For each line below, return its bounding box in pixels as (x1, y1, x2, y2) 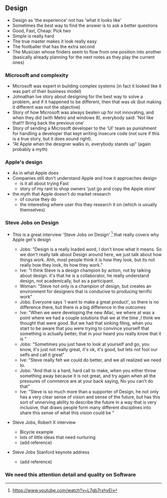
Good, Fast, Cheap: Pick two (12, 27, 71, 34)
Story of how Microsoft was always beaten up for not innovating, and (12, 109, 154, 116)
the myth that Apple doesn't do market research (12, 191, 111, 197)
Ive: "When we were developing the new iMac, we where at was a (19, 310, 155, 316)
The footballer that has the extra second (12, 43, 95, 49)
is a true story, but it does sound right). (12, 136, 92, 142)
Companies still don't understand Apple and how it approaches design (12, 175, 157, 181)
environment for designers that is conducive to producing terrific (19, 288, 153, 294)
